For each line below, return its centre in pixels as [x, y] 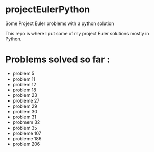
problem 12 [24, 84]
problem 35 [25, 128]
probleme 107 [27, 133]
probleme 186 [27, 138]
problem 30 [25, 111]
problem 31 [24, 117]
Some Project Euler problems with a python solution [60, 23]
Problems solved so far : [58, 59]
